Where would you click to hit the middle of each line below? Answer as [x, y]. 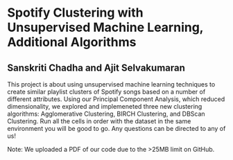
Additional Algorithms [72, 42]
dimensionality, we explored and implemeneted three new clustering [105, 106]
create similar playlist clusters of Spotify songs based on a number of [106, 92]
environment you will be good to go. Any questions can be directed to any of [116, 128]
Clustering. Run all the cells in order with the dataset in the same [99, 121]
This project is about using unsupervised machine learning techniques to [111, 84]
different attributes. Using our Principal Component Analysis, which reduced [116, 99]
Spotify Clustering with [75, 13]
